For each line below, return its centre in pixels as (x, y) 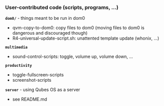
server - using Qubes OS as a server (43, 90)
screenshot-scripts (32, 80)
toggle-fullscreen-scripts (38, 75)
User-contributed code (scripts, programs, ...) (62, 7)
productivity (19, 66)
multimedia (16, 48)
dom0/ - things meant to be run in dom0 (45, 18)
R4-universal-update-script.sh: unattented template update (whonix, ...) (86, 38)
